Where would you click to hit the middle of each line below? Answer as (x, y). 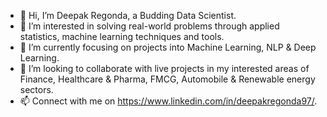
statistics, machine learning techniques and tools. (122, 36)
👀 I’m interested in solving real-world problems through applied (149, 26)
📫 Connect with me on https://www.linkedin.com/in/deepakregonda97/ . (168, 101)
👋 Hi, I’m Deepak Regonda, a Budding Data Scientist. (128, 15)
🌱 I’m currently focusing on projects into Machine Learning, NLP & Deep (168, 47)
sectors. (36, 89)
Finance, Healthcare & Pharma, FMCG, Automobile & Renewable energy (167, 79)
